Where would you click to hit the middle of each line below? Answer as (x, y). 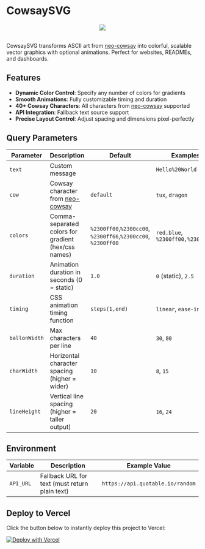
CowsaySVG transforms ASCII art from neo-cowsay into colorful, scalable (99, 45)
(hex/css (62, 247)
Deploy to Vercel (38, 513)
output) (60, 426)
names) (61, 254)
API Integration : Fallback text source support (72, 112)
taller (57, 419)
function (62, 320)
